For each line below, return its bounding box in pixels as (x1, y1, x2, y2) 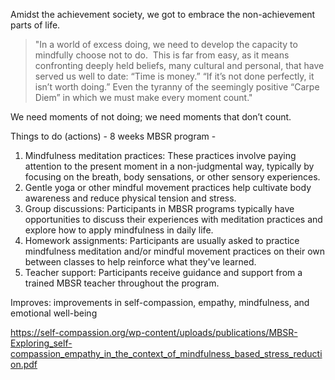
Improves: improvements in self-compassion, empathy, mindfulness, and (10, 297, 310, 308)
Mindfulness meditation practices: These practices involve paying (24, 150, 297, 161)
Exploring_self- (10, 337, 73, 349)
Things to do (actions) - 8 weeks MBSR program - (10, 130, 217, 142)
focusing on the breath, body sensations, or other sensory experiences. (24, 171, 321, 183)
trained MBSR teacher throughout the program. (24, 277, 220, 289)
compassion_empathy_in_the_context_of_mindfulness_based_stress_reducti (10, 348, 323, 359)
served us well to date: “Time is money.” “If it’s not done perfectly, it (34, 70, 315, 82)
